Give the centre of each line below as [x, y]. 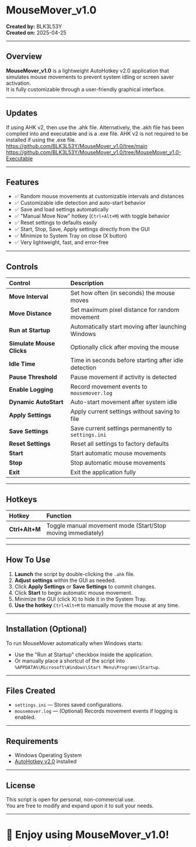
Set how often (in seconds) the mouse [123, 293]
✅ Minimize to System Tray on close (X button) [71, 236]
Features [22, 182]
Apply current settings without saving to [125, 412]
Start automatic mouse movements [118, 453]
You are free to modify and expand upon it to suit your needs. [80, 806]
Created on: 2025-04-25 [36, 32]
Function [59, 516]
